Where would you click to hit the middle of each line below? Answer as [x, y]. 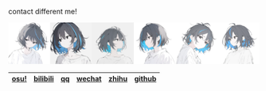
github [145, 79]
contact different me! [43, 11]
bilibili [43, 79]
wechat [89, 79]
